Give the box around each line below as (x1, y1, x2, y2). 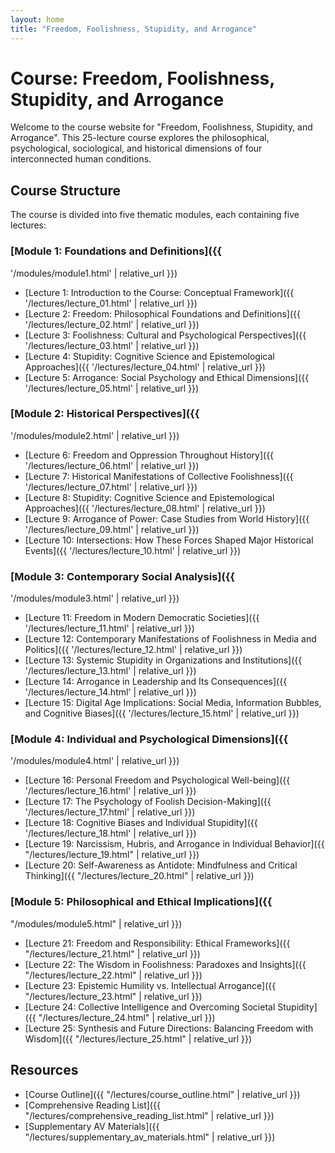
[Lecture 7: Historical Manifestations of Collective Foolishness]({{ (24, 470, 294, 482)
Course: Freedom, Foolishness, (10, 67, 275, 90)
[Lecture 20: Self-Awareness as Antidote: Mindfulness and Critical (24, 859, 298, 871)
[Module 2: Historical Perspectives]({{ (10, 407, 200, 421)
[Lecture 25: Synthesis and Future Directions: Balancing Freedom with (24, 1022, 314, 1034)
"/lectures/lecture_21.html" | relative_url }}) (24, 947, 201, 960)
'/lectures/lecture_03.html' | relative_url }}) (24, 339, 200, 351)
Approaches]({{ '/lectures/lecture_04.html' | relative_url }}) (24, 361, 266, 373)
